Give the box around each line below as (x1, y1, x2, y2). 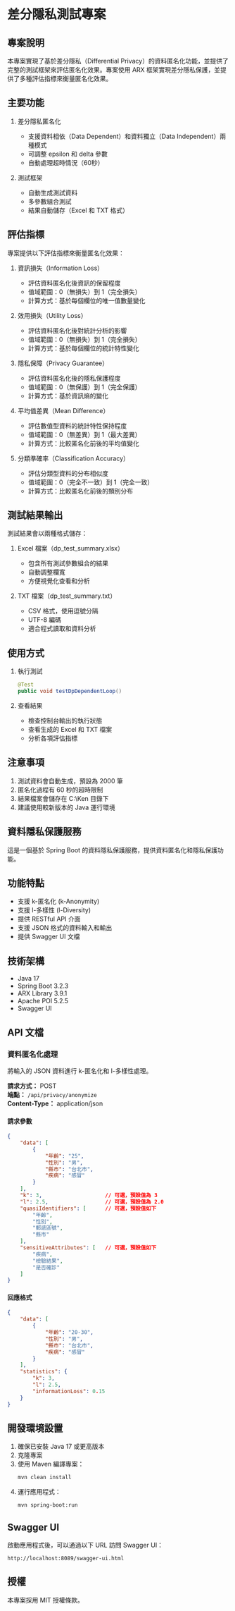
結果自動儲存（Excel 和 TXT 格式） (27, 206, 129, 214)
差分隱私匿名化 (17, 117, 61, 125)
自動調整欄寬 (27, 568, 65, 577)
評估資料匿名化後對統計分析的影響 (27, 326, 127, 335)
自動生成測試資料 (27, 188, 78, 197)
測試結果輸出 (7, 509, 63, 522)
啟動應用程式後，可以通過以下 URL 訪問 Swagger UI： (7, 1540, 164, 1549)
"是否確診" (32, 1263, 61, 1271)
